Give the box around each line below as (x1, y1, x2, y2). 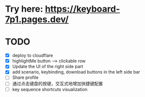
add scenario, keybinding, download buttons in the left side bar (12, 69, 141, 75)
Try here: (5, 3, 43, 15)
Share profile (12, 74, 39, 80)
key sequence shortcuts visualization (12, 86, 87, 92)
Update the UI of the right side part (12, 64, 84, 70)
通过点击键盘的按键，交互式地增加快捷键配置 (12, 81, 103, 87)
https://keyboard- (45, 3, 120, 15)
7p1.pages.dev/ (5, 14, 69, 25)
